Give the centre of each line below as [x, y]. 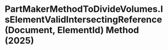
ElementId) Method [98, 30]
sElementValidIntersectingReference [83, 20]
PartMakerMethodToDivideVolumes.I [84, 9]
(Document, [30, 30]
